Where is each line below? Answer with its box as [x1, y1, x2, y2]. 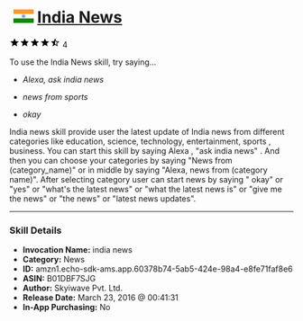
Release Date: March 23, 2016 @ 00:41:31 [22, 292, 179, 303]
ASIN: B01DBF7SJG [22, 273, 96, 284]
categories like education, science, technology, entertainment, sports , [9, 136, 271, 147]
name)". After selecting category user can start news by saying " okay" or [9, 174, 284, 184]
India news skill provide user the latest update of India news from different [9, 126, 285, 137]
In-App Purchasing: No [22, 302, 111, 313]
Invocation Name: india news [22, 245, 133, 255]
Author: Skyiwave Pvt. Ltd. [22, 282, 124, 294]
